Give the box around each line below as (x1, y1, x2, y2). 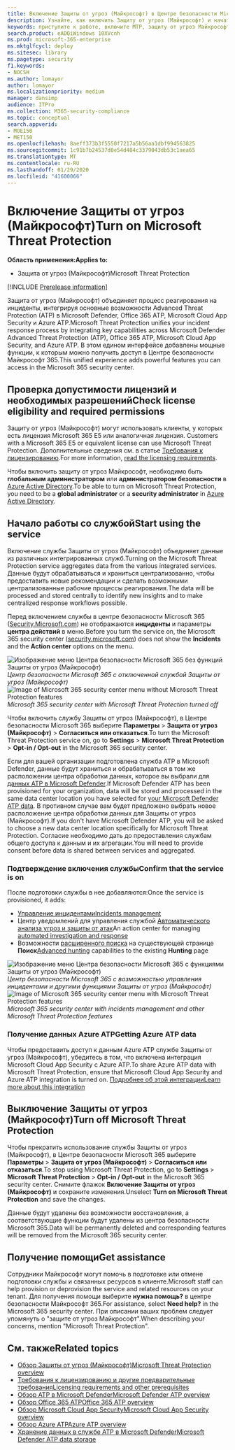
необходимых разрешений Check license (7, 395, 196, 406)
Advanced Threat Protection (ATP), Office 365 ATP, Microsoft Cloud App (7, 334, 217, 342)
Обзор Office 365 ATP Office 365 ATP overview (17, 1398, 154, 1407)
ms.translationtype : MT (7, 153, 77, 161)
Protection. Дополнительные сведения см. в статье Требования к (7, 446, 204, 455)
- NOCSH (7, 69, 30, 76)
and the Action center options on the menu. (7, 642, 134, 651)
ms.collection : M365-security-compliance (7, 108, 130, 115)
